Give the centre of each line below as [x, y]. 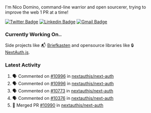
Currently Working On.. [34, 34]
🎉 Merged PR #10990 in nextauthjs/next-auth [58, 105]
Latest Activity [23, 65]
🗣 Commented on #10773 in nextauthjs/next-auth [63, 90]
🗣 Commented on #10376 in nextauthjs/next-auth [63, 98]
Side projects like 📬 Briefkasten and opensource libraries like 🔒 [69, 45]
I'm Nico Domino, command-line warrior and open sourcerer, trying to [75, 7]
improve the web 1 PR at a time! [37, 12]
